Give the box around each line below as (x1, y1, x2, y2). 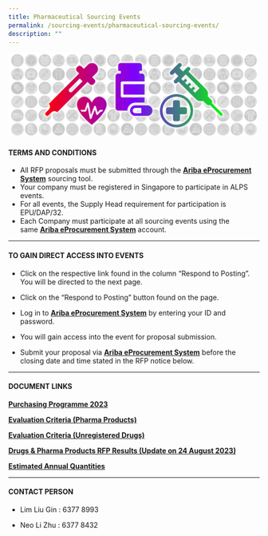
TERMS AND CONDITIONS (8, 148, 97, 157)
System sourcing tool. (19, 174, 93, 184)
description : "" (8, 30, 62, 38)
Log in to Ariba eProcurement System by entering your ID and (19, 308, 226, 317)
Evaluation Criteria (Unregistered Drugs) (8, 430, 145, 439)
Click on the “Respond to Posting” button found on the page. (19, 292, 219, 302)
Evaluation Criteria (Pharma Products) (8, 415, 137, 424)
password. (19, 316, 55, 326)
